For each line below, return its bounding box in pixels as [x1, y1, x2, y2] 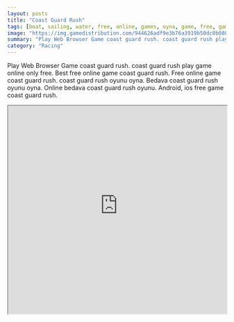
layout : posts [7, 10, 49, 17]
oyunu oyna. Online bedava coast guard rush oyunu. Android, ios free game [7, 84, 224, 92]
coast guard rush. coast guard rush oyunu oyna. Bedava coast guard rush [7, 76, 219, 84]
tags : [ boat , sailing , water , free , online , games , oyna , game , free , [7, 23, 216, 30]
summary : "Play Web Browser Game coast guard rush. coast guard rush [7, 36, 213, 43]
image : [7, 29, 26, 37]
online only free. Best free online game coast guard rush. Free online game [7, 69, 222, 77]
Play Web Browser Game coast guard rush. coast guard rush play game [7, 62, 212, 69]
